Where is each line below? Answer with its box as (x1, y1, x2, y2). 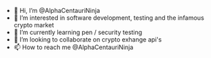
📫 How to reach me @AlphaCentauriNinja (13, 43, 134, 51)
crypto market (13, 21, 54, 29)
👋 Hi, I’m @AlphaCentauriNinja (13, 7, 100, 14)
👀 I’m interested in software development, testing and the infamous (13, 14, 205, 22)
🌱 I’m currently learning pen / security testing (13, 28, 143, 36)
